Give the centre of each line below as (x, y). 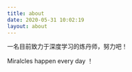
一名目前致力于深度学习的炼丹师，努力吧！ (67, 47)
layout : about (27, 26)
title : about (26, 13)
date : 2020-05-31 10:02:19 (46, 20)
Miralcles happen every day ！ (51, 61)
